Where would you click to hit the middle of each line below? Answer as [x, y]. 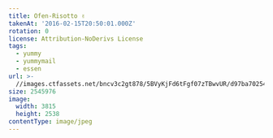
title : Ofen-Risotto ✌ [47, 16]
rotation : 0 [28, 31]
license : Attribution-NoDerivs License [76, 39]
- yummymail [36, 62]
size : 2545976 [32, 91]
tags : [17, 46]
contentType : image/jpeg [50, 122]
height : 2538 [38, 114]
